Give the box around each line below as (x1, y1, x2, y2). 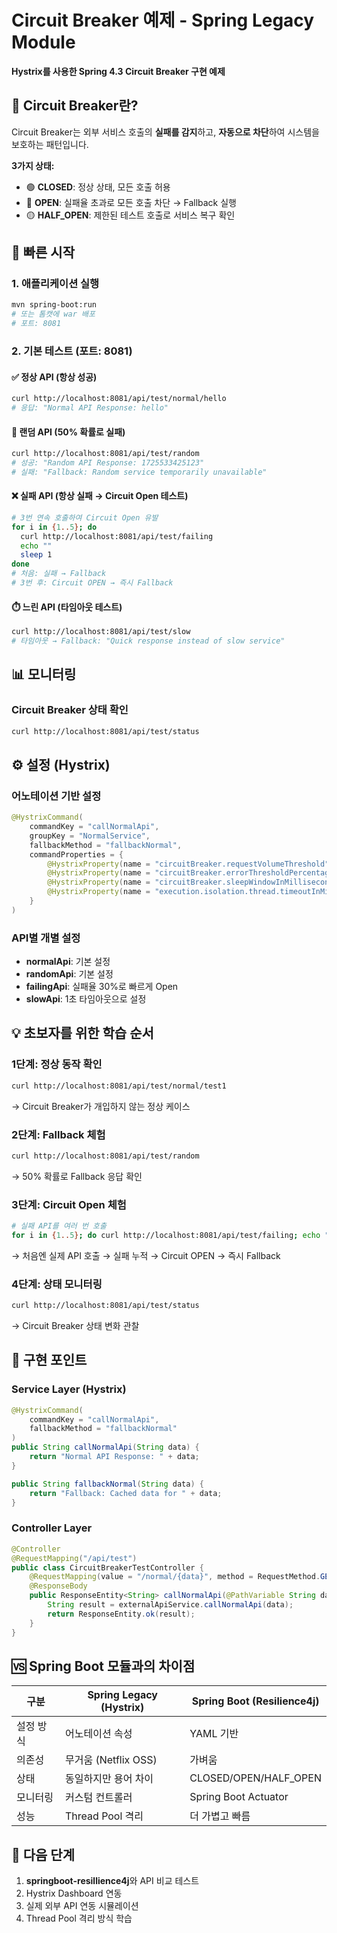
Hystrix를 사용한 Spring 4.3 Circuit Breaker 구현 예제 (11, 65, 226, 77)
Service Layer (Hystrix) (11, 1382, 127, 1396)
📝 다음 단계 (11, 1846, 76, 1863)
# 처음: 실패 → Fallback (11, 569, 107, 579)
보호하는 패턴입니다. (11, 138, 89, 150)
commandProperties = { (29, 849, 124, 860)
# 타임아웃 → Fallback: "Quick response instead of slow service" (11, 636, 286, 646)
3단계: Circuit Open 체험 (11, 1197, 127, 1211)
